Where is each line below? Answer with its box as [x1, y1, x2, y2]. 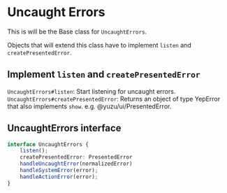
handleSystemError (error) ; [20, 167, 98, 174]
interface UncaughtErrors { [7, 141, 89, 148]
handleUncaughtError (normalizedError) [20, 160, 133, 168]
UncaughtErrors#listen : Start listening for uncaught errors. [7, 87, 176, 95]
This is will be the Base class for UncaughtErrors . [7, 27, 147, 36]
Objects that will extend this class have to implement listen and [7, 41, 192, 49]
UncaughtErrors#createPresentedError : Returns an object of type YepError [7, 94, 221, 103]
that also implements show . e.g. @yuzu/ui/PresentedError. [7, 102, 172, 110]
